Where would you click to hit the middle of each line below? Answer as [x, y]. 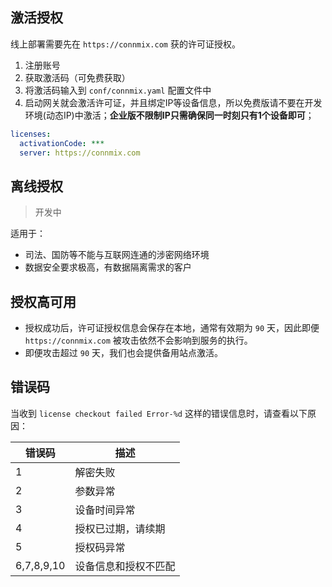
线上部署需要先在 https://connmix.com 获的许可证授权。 [125, 44]
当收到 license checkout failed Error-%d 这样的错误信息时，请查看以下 [159, 413]
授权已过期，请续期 [120, 528]
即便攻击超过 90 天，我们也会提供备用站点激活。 [123, 353]
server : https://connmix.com [80, 153]
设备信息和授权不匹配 [125, 566]
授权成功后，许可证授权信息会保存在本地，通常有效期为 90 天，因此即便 [172, 328]
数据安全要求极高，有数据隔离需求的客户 [108, 267]
